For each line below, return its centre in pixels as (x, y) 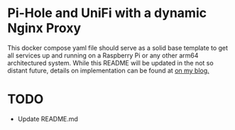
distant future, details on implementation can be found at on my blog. (108, 70)
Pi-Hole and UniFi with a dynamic (107, 13)
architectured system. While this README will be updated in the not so (111, 63)
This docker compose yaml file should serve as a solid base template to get (118, 48)
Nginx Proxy (44, 28)
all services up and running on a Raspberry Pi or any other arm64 (103, 55)
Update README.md (48, 119)
